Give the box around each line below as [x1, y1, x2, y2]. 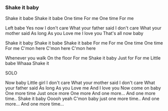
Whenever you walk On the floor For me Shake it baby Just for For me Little [5, 55, 161, 61]
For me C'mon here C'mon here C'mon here [5, 45, 96, 51]
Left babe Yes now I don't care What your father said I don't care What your [5, 25, 161, 31]
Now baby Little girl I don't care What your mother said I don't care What [5, 79, 155, 86]
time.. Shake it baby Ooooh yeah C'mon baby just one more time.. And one [5, 95, 159, 101]
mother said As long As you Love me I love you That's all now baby [5, 30, 144, 36]
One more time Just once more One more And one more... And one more [5, 90, 155, 96]
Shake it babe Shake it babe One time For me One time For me [5, 15, 134, 21]
